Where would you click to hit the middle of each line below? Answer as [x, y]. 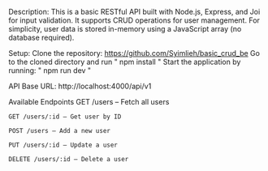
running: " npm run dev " [50, 71]
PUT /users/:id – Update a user [63, 145]
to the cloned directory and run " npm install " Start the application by [125, 62]
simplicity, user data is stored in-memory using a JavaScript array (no [125, 29]
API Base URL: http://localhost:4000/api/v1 [80, 86]
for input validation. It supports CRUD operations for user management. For [134, 20]
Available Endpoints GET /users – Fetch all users [89, 102]
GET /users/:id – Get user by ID [65, 117]
